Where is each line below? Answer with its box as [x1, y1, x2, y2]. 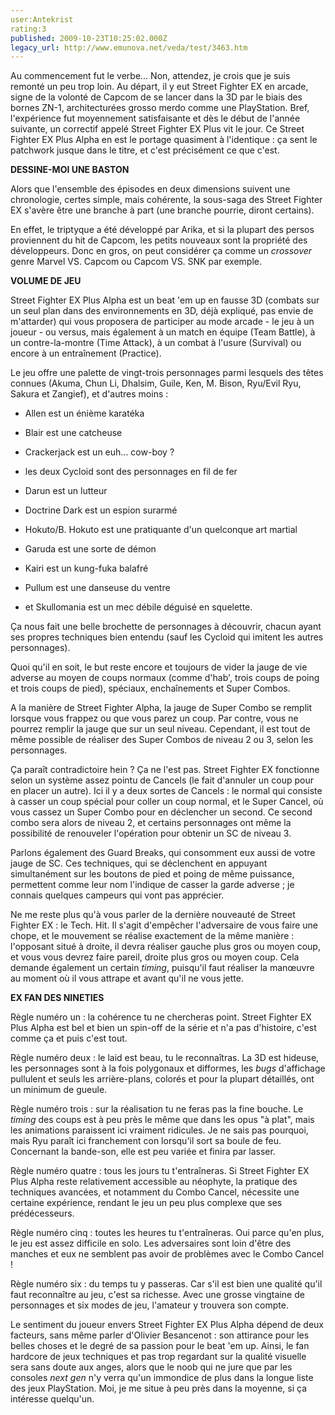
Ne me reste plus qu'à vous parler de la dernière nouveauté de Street [10, 909, 296, 921]
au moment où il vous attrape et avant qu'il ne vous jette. [10, 972, 244, 985]
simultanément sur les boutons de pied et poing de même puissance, [10, 868, 295, 880]
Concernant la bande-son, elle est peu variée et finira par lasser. [10, 1146, 276, 1158]
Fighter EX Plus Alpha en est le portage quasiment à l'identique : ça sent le [10, 134, 318, 146]
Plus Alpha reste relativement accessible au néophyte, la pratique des [10, 1176, 298, 1188]
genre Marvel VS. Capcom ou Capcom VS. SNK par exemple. [10, 256, 262, 268]
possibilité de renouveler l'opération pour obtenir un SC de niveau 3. [10, 827, 292, 840]
